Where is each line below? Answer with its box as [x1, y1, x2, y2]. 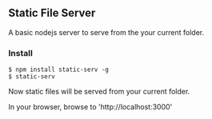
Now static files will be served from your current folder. [8, 87, 190, 97]
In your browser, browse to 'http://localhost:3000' [8, 102, 173, 112]
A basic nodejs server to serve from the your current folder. [8, 27, 205, 37]
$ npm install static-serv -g [8, 65, 110, 74]
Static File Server [8, 6, 96, 20]
